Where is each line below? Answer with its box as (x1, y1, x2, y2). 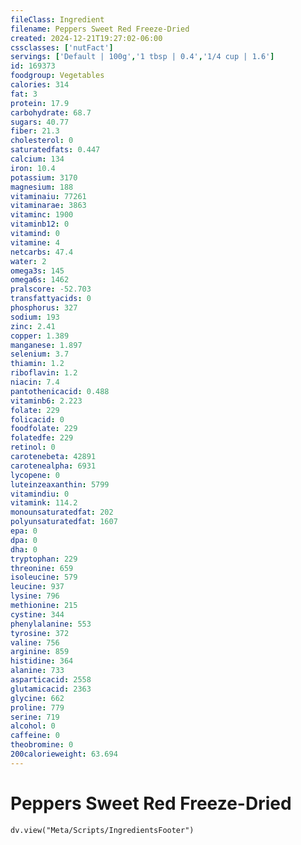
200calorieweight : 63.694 (10, 749, 118, 759)
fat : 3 (10, 89, 38, 99)
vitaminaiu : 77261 (10, 191, 87, 201)
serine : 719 (10, 712, 60, 722)
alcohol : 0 (10, 721, 56, 731)
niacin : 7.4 (10, 377, 60, 387)
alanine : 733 (10, 666, 65, 676)
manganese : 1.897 (10, 340, 83, 350)
